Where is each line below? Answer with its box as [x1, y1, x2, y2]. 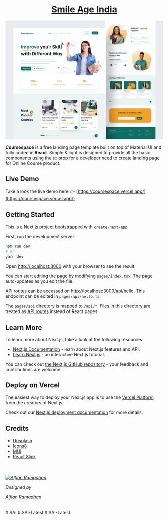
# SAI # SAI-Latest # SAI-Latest [5, 509, 71, 515]
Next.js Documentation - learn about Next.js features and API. [12, 346, 140, 352]
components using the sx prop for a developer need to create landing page [5, 155, 160, 161]
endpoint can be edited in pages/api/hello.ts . [5, 293, 101, 299]
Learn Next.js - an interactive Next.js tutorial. [12, 352, 105, 357]
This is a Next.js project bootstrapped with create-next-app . [5, 224, 129, 230]
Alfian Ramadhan [5, 494, 42, 500]
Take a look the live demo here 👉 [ [5, 188, 78, 194]
